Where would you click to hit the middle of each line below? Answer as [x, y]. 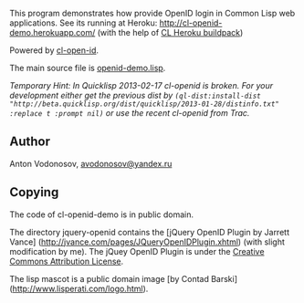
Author [30, 142]
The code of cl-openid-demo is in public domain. [102, 214]
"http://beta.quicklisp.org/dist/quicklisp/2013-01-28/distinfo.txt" [145, 104]
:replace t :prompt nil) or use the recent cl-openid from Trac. [130, 113]
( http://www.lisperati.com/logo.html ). [79, 288]
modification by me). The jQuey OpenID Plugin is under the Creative [137, 251]
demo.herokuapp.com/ [52, 32]
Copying [34, 192]
